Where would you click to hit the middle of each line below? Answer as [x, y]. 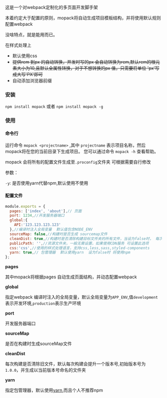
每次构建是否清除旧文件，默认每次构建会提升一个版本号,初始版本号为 [76, 364]
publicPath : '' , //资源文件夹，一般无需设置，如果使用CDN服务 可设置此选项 [79, 243]
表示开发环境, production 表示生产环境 [43, 303]
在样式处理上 [18, 45]
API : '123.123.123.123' [38, 225]
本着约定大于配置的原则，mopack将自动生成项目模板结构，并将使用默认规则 [83, 18]
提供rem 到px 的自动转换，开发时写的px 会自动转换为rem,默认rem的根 [84, 62]
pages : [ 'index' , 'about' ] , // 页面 [46, 211]
